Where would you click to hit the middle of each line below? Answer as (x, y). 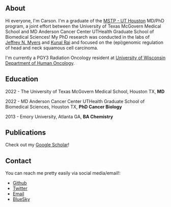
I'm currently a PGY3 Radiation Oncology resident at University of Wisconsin (85, 58)
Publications (26, 133)
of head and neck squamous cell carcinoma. (52, 47)
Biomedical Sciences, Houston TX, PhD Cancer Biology (64, 107)
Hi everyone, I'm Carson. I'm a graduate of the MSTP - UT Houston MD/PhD (85, 20)
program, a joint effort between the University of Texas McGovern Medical (83, 26)
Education (22, 79)
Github (20, 183)
